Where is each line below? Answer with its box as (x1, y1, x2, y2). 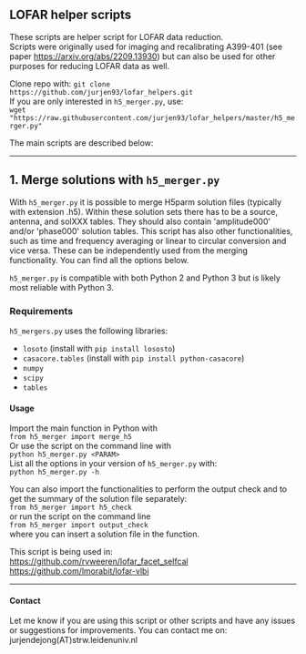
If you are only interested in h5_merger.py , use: (9, 96, 184, 107)
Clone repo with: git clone (9, 77, 111, 89)
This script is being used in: (9, 547, 113, 557)
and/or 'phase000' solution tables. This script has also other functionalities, (9, 225, 293, 236)
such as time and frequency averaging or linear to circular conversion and (9, 235, 287, 246)
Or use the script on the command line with (9, 441, 171, 452)
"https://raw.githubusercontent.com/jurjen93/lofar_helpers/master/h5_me (9, 113, 296, 122)
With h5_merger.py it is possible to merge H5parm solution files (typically (9, 196, 282, 208)
